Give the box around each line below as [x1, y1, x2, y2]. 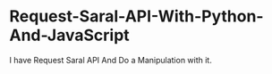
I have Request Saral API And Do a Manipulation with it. [9, 54, 212, 65]
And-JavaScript [9, 25, 130, 45]
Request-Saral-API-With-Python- [9, 6, 264, 27]
